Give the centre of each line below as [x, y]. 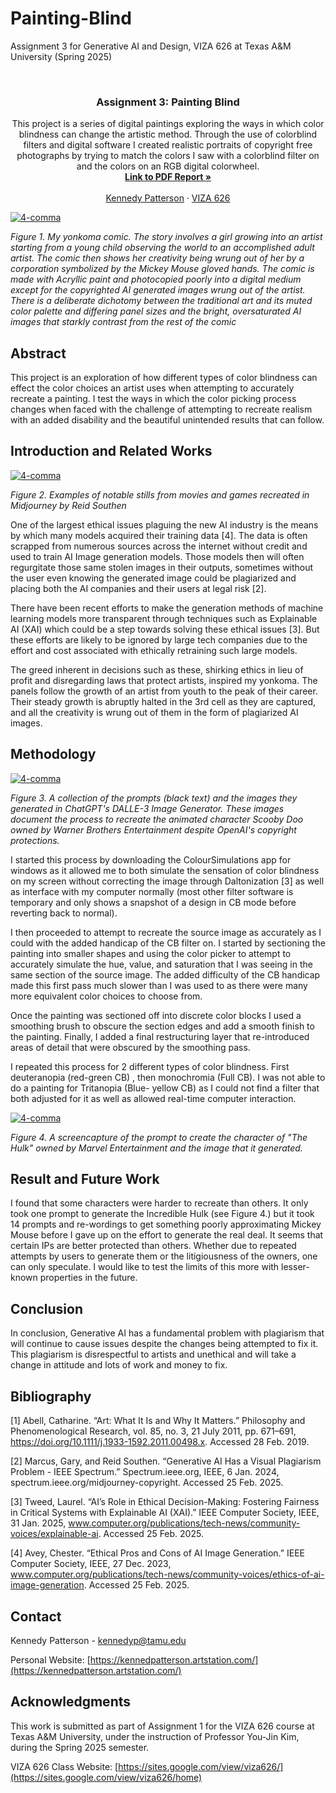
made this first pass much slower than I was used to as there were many [159, 985]
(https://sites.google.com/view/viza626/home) [106, 1777]
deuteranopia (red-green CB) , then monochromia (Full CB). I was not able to [168, 1077]
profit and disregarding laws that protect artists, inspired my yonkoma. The [164, 680]
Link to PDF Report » [168, 177]
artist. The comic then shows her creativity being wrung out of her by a [157, 258]
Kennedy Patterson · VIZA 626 [168, 198]
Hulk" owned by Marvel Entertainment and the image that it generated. [156, 1148]
